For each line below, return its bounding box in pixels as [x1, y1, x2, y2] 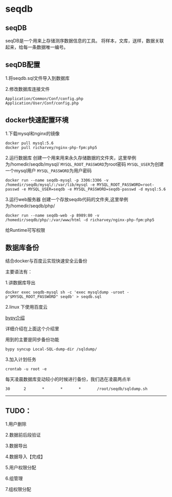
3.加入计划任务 [5, 356, 37, 362]
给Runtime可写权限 [5, 227, 45, 233]
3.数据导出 [5, 443, 28, 449]
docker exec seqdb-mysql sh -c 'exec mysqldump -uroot [5, 290, 125, 295]
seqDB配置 [5, 60, 40, 69]
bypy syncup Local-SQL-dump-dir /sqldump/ [5, 347, 97, 352]
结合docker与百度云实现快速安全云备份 [5, 258, 88, 264]
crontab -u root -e [5, 366, 47, 372]
